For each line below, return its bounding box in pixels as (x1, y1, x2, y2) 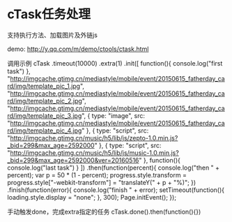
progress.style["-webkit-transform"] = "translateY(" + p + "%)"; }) (7, 178, 196, 186)
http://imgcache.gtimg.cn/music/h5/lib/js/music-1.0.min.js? (10, 148, 179, 157)
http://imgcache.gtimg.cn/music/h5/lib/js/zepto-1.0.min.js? (10, 133, 178, 142)
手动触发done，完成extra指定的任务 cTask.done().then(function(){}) (7, 207, 201, 216)
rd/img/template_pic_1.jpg (7, 82, 81, 90)
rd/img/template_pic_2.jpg (7, 96, 82, 105)
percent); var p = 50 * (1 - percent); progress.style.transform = (7, 170, 187, 179)
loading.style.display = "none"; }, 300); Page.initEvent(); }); (7, 193, 176, 201)
